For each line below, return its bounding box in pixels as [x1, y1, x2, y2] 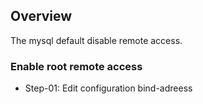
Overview [10, 8, 73, 25]
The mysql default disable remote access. [10, 34, 183, 46]
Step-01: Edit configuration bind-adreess [24, 82, 193, 94]
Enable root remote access [10, 59, 143, 73]
